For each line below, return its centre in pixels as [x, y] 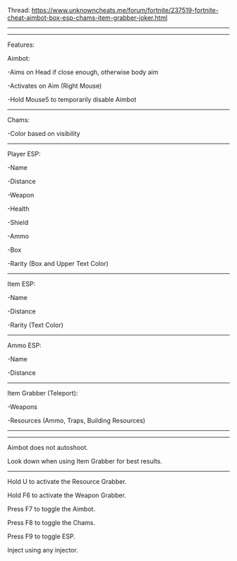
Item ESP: [22, 284]
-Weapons [22, 407]
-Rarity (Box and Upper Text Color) [58, 264]
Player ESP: [24, 154]
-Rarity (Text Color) [35, 325]
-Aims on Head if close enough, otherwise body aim [83, 72]
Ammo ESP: [24, 345]
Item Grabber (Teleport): [43, 393]
